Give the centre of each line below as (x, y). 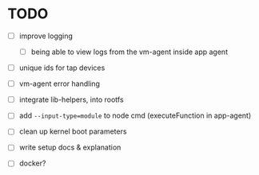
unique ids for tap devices (62, 68)
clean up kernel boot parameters (73, 131)
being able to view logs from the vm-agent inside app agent (129, 52)
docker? (32, 163)
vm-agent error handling (60, 84)
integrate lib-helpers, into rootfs (72, 99)
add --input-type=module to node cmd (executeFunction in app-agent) (135, 115)
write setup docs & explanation (70, 147)
